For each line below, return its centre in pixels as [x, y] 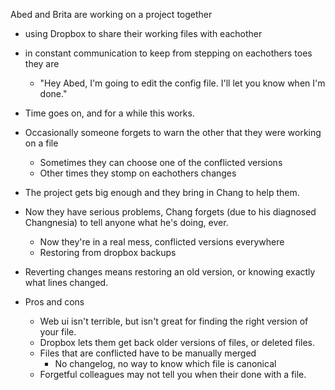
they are [42, 63]
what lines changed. [66, 282]
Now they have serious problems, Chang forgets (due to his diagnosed [170, 212]
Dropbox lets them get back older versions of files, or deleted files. [177, 342]
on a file [41, 143]
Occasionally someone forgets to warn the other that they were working [173, 132]
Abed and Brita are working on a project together [111, 14]
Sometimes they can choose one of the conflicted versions [161, 162]
